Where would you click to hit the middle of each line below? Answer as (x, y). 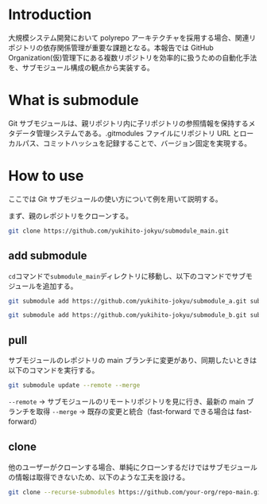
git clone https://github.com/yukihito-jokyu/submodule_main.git (118, 231)
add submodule (48, 256)
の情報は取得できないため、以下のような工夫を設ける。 (99, 477)
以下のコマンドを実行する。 (54, 370)
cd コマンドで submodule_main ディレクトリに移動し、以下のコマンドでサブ (127, 275)
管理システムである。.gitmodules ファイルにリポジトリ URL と (137, 133)
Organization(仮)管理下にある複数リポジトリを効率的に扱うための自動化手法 (133, 57)
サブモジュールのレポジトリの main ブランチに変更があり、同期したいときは (133, 361)
